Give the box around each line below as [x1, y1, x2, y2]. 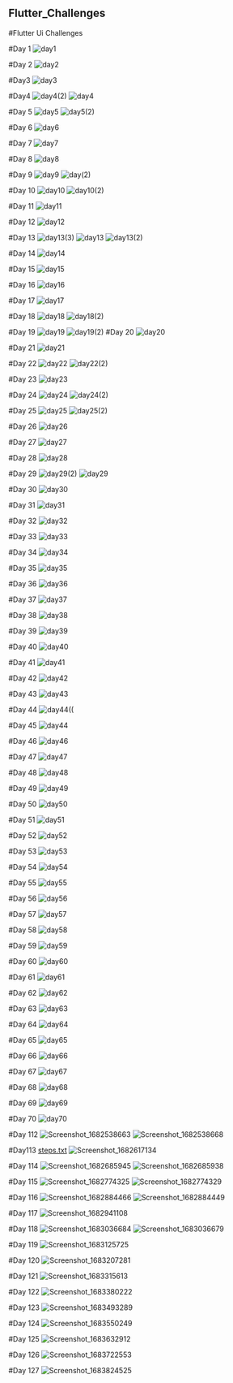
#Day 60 [8, 956, 37, 966]
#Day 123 [8, 1303, 40, 1312]
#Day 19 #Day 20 [8, 326, 135, 336]
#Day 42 [8, 673, 38, 683]
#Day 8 [8, 153, 33, 163]
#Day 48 [8, 767, 38, 777]
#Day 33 [8, 531, 37, 541]
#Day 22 [8, 358, 37, 368]
